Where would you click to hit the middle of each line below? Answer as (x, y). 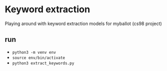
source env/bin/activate (39, 58)
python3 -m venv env (34, 52)
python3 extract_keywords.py (43, 63)
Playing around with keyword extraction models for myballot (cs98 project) (83, 23)
